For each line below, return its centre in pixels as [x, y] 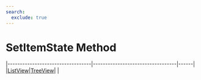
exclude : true [29, 18]
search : [16, 12]
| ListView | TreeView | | [32, 71]
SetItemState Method [61, 48]
